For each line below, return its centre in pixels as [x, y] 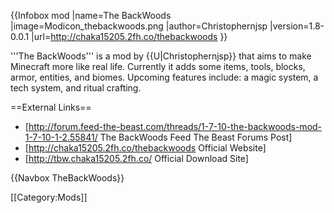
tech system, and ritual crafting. [76, 88]
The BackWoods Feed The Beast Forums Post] [196, 137]
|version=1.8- [297, 26]
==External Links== [51, 107]
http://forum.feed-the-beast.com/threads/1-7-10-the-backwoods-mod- [175, 126]
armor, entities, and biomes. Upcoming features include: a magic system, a [164, 77]
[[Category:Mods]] [49, 197]
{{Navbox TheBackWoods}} [67, 178]
